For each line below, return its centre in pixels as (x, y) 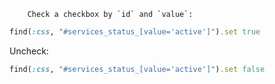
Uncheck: (29, 51)
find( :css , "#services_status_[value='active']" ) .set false (137, 69)
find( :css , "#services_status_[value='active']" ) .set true (135, 32)
